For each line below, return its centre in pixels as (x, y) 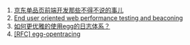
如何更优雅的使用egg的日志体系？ (62, 26)
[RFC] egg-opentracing (47, 34)
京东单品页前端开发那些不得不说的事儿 (68, 10)
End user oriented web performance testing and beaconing (98, 18)
